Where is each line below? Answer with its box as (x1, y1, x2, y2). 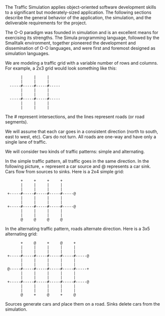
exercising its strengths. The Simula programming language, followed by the (5, 35, 160, 40)
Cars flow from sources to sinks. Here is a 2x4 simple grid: (5, 169, 124, 174)
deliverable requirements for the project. (5, 20, 87, 26)
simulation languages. (5, 50, 50, 56)
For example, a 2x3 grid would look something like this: (5, 65, 117, 71)
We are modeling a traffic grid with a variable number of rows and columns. (5, 60, 159, 66)
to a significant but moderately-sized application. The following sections (5, 9, 152, 15)
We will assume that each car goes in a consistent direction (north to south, (5, 128, 159, 134)
